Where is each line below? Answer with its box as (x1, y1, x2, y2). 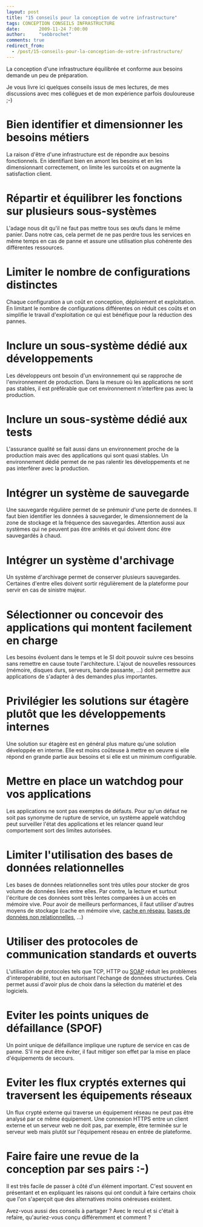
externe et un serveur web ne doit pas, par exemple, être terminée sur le (6, 1121, 187, 1128)
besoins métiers (6, 130, 90, 144)
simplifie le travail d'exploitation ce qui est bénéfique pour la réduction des (6, 311, 193, 318)
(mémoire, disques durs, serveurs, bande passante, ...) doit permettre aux (6, 666, 191, 674)
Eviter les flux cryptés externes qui (6, 1076, 186, 1090)
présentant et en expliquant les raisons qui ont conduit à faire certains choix (6, 1189, 196, 1196)
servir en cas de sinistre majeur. (6, 586, 86, 593)
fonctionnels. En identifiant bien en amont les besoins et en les (6, 157, 162, 164)
